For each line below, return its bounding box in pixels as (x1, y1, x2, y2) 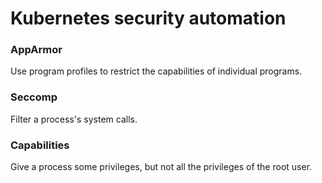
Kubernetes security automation (10, 7, 287, 30)
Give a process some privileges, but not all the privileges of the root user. (10, 161, 313, 173)
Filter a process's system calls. (10, 113, 138, 125)
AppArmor (10, 43, 63, 57)
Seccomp (10, 90, 58, 104)
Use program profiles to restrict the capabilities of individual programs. (10, 65, 303, 77)
